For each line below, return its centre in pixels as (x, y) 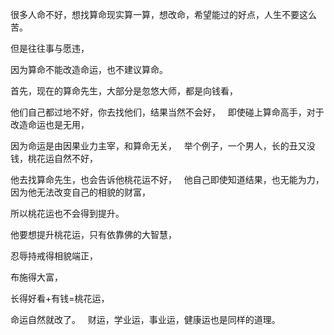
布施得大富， (36, 277)
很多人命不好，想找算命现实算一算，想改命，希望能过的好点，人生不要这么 (163, 14)
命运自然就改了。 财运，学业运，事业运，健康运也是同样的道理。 (145, 319)
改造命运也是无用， (50, 124)
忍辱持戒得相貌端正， (54, 256)
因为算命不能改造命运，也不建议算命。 (89, 69)
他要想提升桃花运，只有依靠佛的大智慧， (93, 234)
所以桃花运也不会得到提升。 (67, 213)
